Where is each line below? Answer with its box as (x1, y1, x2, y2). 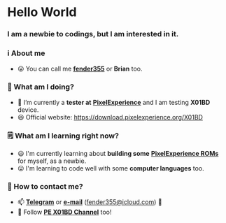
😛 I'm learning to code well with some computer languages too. (17, 164, 204, 172)
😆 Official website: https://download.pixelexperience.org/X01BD (17, 113, 203, 121)
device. (17, 106, 39, 114)
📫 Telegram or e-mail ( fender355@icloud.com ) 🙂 (17, 198, 162, 206)
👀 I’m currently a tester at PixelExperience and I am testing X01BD (17, 98, 211, 106)
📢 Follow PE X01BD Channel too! (17, 208, 112, 217)
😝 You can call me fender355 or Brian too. (17, 64, 143, 73)
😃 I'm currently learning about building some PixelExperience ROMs (17, 150, 219, 157)
